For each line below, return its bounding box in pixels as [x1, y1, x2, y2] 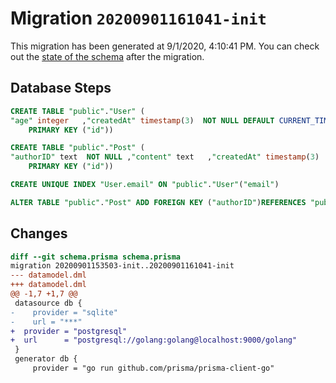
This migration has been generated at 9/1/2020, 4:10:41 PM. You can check [10, 40, 320, 52]
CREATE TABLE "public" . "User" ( [10, 106, 145, 116]
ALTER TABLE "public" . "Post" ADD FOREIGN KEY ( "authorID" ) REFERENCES [10, 197, 307, 207]
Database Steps [10, 80, 112, 97]
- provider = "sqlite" [10, 307, 118, 317]
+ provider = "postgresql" [10, 326, 128, 336]
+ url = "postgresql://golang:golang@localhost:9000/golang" [10, 335, 298, 346]
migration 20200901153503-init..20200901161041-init [10, 261, 235, 271]
